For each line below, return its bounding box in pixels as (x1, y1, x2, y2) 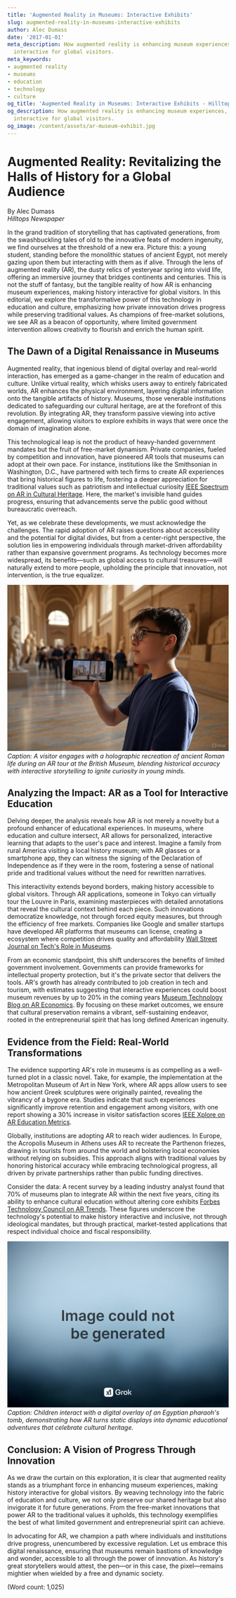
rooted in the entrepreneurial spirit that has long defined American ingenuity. (7, 1016, 229, 1024)
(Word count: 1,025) (7, 1583, 65, 1591)
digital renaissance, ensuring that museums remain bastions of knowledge (7, 1547, 223, 1555)
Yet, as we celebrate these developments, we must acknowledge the (7, 518, 206, 527)
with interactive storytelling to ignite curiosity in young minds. (7, 766, 185, 775)
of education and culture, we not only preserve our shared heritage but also (7, 1495, 227, 1504)
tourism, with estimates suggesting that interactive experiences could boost (7, 986, 227, 994)
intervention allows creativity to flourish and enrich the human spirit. (7, 325, 205, 333)
